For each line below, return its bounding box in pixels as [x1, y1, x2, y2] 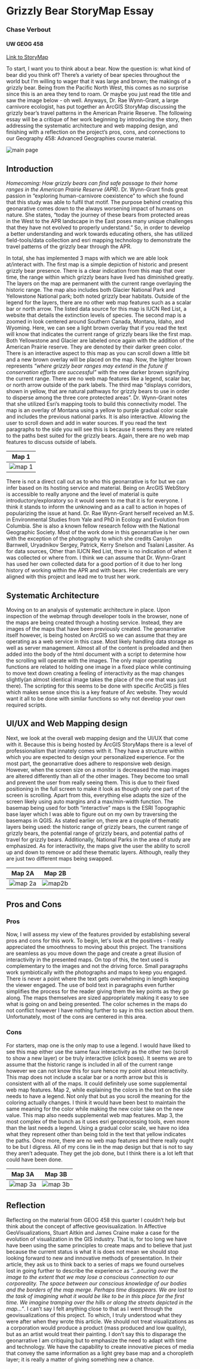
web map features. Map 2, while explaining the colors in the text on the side [6, 1086, 193, 1093]
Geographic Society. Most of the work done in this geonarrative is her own [6, 529, 190, 536]
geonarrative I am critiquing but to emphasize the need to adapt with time [6, 1337, 187, 1344]
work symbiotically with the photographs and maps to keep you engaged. [6, 969, 187, 976]
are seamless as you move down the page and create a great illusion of [6, 950, 182, 957]
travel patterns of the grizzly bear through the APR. [6, 243, 132, 250]
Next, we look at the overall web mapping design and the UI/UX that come [6, 734, 189, 741]
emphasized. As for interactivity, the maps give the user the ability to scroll [6, 842, 190, 849]
